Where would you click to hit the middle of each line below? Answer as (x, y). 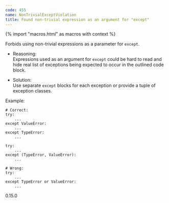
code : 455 (16, 10)
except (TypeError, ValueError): (41, 155)
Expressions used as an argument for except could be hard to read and (87, 59)
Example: (15, 101)
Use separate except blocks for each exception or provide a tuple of (84, 85)
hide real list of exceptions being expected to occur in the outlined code (88, 65)
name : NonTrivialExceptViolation (41, 15)
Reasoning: (25, 54)
